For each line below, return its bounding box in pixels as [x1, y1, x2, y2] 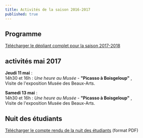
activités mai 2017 [5, 57, 61, 65]
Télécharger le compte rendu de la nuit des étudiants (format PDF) [5, 127, 139, 133]
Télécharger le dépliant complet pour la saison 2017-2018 [5, 43, 121, 49]
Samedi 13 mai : [5, 90, 38, 96]
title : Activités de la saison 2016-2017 [5, 7, 91, 12]
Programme [5, 30, 42, 38]
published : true [5, 12, 38, 17]
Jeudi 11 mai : [5, 70, 33, 76]
